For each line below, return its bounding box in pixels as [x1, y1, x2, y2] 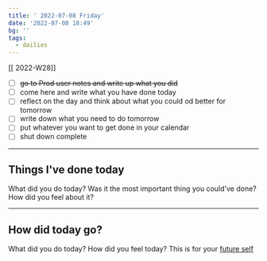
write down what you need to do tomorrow [19, 114, 160, 123]
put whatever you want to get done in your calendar [19, 123, 190, 132]
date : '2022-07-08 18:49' [8, 19, 94, 27]
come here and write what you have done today [19, 88, 176, 97]
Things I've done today [8, 162, 125, 176]
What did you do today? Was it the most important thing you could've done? [8, 184, 257, 193]
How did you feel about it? [8, 193, 94, 202]
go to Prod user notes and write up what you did [19, 79, 179, 88]
